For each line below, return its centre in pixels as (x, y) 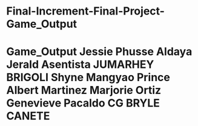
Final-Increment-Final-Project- (86, 11)
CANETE (28, 116)
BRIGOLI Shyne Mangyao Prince (88, 78)
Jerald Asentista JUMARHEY (80, 65)
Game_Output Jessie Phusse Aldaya (99, 52)
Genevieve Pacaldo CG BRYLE (83, 103)
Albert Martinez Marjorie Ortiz (84, 91)
